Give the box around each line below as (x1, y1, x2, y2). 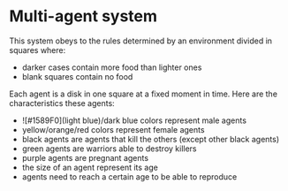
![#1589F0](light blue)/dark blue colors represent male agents (21, 115, 247, 126)
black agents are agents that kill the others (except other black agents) (21, 134, 280, 144)
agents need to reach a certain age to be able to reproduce (21, 171, 238, 182)
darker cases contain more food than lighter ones (21, 62, 202, 73)
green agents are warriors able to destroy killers (21, 143, 197, 154)
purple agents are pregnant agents (21, 152, 148, 163)
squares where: (9, 44, 66, 55)
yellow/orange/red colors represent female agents (21, 124, 205, 134)
